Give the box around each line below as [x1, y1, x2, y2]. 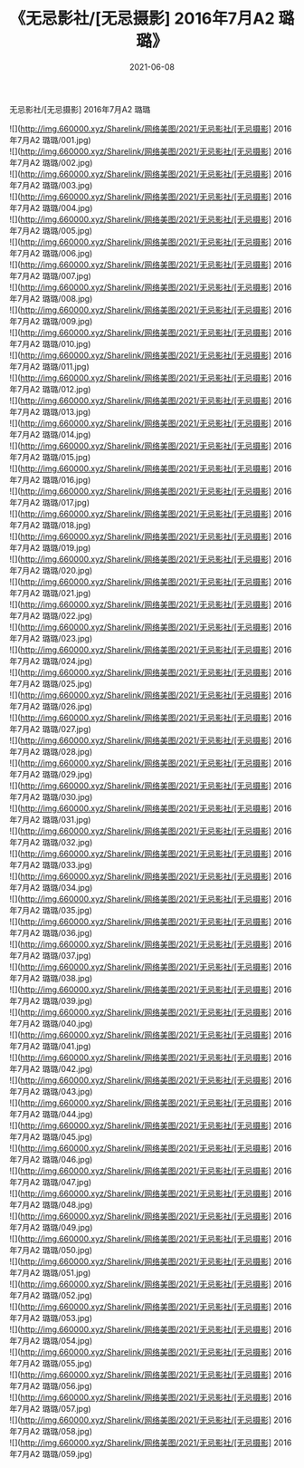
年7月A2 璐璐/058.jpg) [9, 1425, 93, 1436]
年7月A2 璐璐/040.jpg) [9, 1018, 93, 1029]
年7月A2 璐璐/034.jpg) [9, 882, 93, 893]
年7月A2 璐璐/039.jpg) [9, 995, 93, 1006]
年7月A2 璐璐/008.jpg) [9, 293, 93, 304]
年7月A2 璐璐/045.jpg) [9, 1131, 93, 1142]
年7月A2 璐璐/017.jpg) [9, 497, 90, 507]
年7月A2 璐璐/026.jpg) [9, 700, 93, 711]
